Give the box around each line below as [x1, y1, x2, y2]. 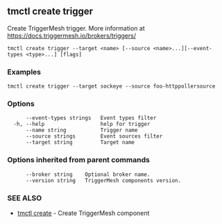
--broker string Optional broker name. [25, 170, 151, 178]
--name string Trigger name [25, 127, 138, 134]
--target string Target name [25, 139, 135, 146]
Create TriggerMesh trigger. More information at [7, 24, 145, 32]
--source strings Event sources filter [25, 133, 163, 140]
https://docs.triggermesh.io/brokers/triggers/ [7, 31, 137, 40]
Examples [7, 67, 42, 77]
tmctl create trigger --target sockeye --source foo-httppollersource [7, 83, 216, 90]
